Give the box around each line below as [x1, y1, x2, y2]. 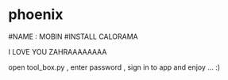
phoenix [8, 6, 64, 24]
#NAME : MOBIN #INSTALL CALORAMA [8, 32, 138, 41]
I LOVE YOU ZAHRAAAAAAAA [8, 47, 107, 56]
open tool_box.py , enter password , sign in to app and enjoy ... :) [8, 62, 221, 72]
